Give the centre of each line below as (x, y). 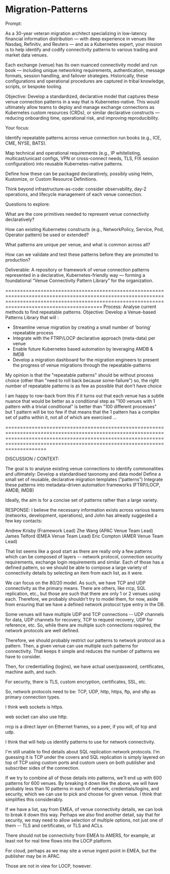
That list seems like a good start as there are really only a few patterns (79, 551)
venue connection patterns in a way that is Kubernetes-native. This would (82, 102)
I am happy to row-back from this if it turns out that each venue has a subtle (85, 396)
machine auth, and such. (31, 672)
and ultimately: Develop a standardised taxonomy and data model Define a (83, 474)
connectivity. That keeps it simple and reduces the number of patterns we (82, 651)
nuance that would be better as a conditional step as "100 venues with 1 (80, 401)
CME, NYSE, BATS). (26, 143)
